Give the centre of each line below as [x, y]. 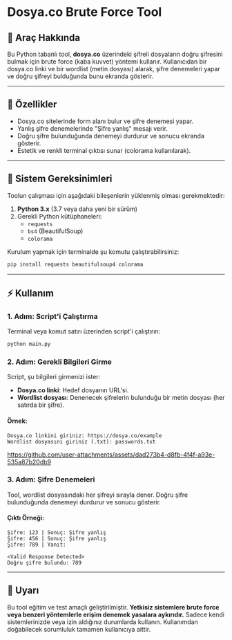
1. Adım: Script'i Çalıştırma [52, 316]
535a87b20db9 [29, 461]
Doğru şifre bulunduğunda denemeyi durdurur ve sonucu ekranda [111, 136]
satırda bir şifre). [40, 405]
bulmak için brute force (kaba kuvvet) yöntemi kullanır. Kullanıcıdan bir [107, 62]
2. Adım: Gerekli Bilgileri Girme [60, 362]
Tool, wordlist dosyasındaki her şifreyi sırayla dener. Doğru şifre [98, 495]
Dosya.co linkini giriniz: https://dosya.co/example [85, 436]
